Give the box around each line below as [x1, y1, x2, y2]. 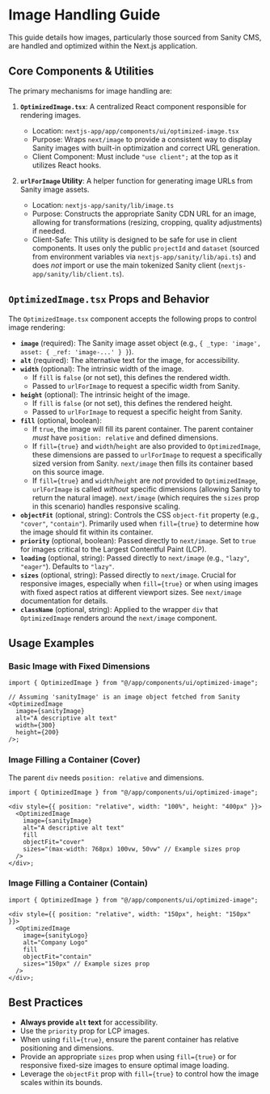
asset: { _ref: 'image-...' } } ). [19, 346, 134, 357]
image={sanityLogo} [23, 931, 89, 940]
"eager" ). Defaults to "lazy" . [19, 561, 115, 571]
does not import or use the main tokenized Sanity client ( [32, 260, 221, 270]
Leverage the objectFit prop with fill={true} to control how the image [19, 1069, 259, 1079]
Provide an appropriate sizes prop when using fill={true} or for [19, 1051, 237, 1061]
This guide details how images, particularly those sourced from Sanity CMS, [8, 32, 262, 42]
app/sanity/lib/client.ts [32, 270, 120, 278]
